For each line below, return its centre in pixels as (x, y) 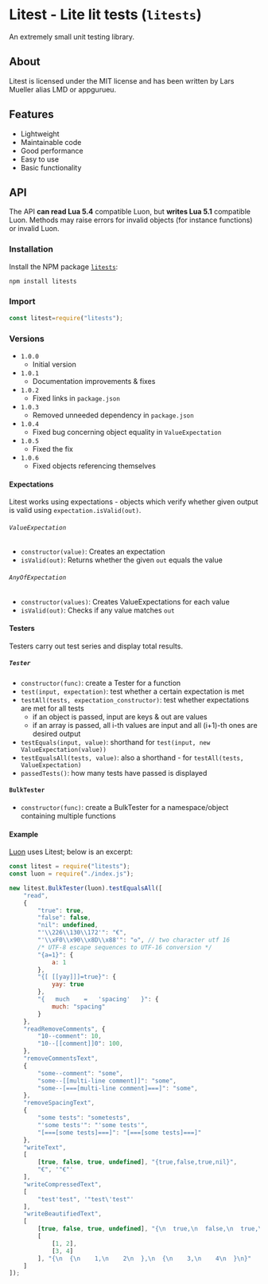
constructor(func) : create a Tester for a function (101, 683)
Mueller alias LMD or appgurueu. (63, 89)
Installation (31, 249)
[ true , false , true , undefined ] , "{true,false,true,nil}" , (138, 1162)
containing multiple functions (68, 816)
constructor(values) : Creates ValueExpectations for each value (125, 601)
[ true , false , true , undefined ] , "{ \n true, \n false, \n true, (148, 1229)
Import (22, 302)
